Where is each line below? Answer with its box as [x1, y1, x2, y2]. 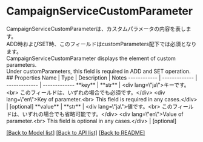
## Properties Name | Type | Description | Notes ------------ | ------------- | [6, 74, 198, 81]
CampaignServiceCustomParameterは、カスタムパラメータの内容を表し [6, 25, 187, 32]
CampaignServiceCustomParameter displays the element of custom [6, 55, 176, 62]
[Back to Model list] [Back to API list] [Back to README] [6, 129, 145, 136]
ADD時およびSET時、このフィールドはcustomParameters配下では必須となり [6, 40, 197, 47]
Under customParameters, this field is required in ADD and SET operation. [6, 67, 191, 75]
